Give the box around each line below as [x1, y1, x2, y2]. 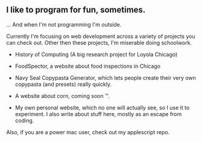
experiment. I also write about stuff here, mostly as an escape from [14, 110, 182, 117]
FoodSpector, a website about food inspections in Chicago [14, 62, 161, 69]
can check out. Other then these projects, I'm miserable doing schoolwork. [6, 39, 192, 46]
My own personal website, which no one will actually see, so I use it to [14, 104, 190, 111]
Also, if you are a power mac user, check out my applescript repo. [6, 128, 170, 135]
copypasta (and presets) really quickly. [14, 80, 112, 88]
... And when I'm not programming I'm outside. [6, 21, 122, 28]
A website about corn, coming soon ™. [14, 92, 110, 99]
